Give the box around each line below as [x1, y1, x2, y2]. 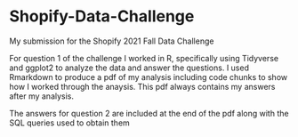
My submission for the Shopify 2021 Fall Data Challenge [9, 36, 214, 46]
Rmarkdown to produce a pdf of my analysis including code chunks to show [9, 71, 288, 82]
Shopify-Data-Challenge [9, 6, 195, 27]
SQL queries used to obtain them [9, 117, 131, 128]
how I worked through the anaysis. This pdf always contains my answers [9, 81, 276, 92]
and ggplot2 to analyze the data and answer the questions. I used [9, 62, 249, 73]
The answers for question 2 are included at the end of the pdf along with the [9, 108, 289, 118]
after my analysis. [9, 91, 74, 101]
